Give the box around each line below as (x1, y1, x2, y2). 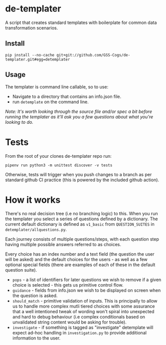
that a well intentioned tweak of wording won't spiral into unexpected (12, 309, 155, 315)
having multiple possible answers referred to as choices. (5, 242, 121, 248)
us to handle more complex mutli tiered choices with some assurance (12, 303, 155, 310)
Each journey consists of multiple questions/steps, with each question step (5, 236, 160, 242)
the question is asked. (12, 293, 58, 299)
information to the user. (12, 335, 61, 341)
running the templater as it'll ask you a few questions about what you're (5, 113, 154, 120)
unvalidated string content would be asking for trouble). (12, 319, 127, 325)
